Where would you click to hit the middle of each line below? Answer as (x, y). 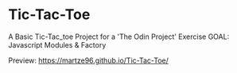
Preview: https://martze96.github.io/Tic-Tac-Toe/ (89, 60)
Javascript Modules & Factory (57, 44)
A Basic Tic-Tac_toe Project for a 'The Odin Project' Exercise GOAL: (119, 36)
